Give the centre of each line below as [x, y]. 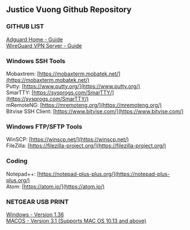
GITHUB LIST [25, 27]
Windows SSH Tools [36, 61]
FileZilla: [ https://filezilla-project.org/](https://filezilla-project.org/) [86, 146]
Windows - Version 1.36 [35, 214]
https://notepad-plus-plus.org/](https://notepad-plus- [104, 174]
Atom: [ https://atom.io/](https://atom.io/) [55, 186]
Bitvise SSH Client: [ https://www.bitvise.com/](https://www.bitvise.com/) [95, 111]
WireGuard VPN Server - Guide [44, 45]
